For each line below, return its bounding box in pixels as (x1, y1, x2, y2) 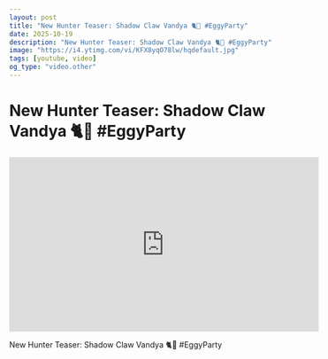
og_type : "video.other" (9, 63, 97, 72)
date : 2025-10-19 (9, 29, 73, 38)
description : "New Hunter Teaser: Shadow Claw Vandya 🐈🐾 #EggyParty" (9, 37, 272, 47)
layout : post (9, 12, 57, 22)
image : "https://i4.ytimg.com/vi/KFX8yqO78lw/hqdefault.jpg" (9, 46, 240, 55)
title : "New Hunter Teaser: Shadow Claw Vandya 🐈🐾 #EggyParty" (9, 21, 249, 30)
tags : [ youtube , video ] (9, 54, 97, 63)
